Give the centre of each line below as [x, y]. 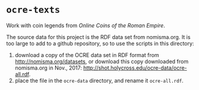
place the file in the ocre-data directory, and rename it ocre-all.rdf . [99, 80]
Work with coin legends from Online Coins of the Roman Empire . [86, 25]
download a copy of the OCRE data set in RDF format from [87, 55]
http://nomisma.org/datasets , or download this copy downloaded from [102, 61]
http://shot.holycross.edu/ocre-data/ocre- [135, 68]
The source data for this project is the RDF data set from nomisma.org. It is [98, 37]
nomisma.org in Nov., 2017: [48, 68]
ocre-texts [33, 10]
